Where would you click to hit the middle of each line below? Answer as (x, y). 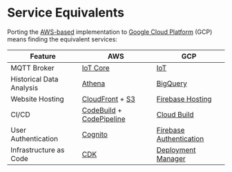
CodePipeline (104, 119)
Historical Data (35, 79)
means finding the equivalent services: (62, 39)
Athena (94, 83)
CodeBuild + (102, 110)
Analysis (25, 88)
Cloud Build (175, 114)
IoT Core (96, 68)
